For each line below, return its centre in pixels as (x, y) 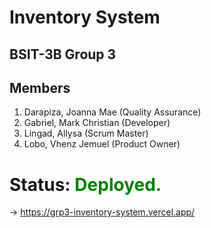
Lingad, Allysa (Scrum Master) (86, 133)
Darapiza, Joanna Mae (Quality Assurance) (112, 112)
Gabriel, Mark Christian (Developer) (97, 123)
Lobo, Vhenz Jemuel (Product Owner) (102, 144)
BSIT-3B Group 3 (63, 54)
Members (40, 87)
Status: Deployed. (85, 184)
